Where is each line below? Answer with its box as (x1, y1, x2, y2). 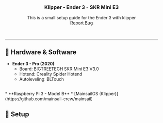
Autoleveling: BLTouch (19, 77, 64, 82)
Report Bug (70, 20, 93, 26)
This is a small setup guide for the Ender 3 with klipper (27, 15, 136, 21)
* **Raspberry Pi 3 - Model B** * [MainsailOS (5, 91, 98, 97)
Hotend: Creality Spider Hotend (19, 71, 82, 77)
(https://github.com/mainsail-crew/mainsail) (5, 96, 93, 102)
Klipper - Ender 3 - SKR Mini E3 (44, 4, 119, 11)
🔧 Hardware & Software (5, 48, 77, 56)
